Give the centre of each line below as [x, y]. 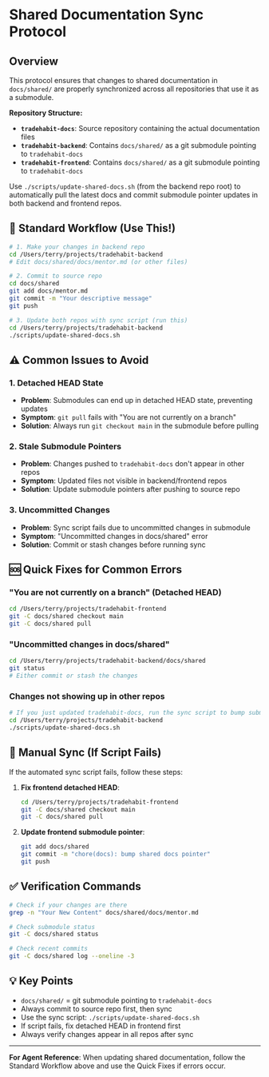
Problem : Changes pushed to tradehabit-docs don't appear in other [133, 464]
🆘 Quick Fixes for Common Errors [96, 570]
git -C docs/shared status [54, 934]
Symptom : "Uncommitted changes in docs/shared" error [114, 536]
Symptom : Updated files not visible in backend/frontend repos [124, 481]
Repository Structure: [46, 113]
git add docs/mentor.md [49, 291]
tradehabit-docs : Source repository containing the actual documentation [140, 128]
